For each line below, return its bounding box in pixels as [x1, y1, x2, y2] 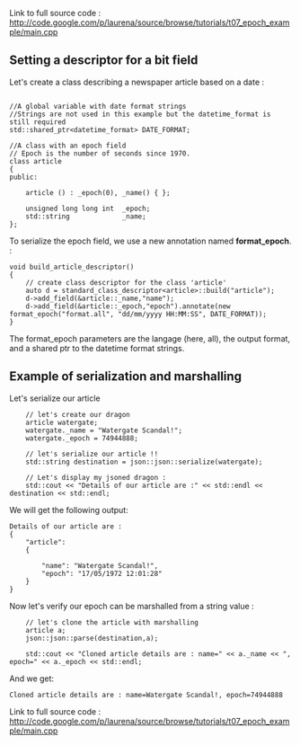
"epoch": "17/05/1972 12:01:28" [41, 569, 163, 578]
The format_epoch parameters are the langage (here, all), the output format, [9, 333, 290, 344]
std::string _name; [25, 211, 146, 221]
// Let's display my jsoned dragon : [25, 473, 167, 482]
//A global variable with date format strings [9, 102, 187, 111]
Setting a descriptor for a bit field [9, 53, 199, 68]
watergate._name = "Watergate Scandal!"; [25, 426, 182, 435]
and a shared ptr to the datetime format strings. [9, 342, 185, 353]
